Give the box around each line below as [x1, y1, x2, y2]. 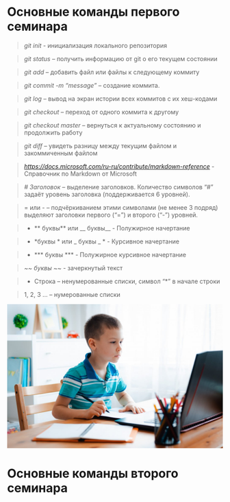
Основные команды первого [7, 4, 180, 20]
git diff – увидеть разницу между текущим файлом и [23, 141, 177, 150]
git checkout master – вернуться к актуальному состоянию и [23, 121, 201, 129]
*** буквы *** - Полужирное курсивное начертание [34, 250, 187, 259]
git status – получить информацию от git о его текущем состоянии [23, 54, 218, 62]
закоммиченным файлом [23, 149, 98, 157]
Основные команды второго [7, 466, 179, 481]
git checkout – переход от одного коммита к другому [23, 108, 179, 116]
